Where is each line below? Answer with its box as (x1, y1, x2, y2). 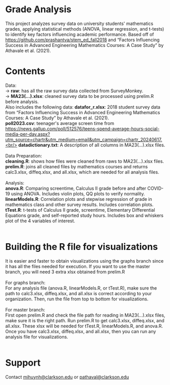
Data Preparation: (5, 152, 42, 159)
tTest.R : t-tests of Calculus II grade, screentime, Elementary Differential (5, 207, 155, 213)
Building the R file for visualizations (5, 241, 158, 253)
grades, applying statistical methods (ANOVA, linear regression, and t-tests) (5, 25, 164, 32)
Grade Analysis (5, 4, 72, 15)
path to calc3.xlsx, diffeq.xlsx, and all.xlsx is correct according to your (5, 290, 152, 296)
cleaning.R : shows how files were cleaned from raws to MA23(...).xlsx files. (5, 158, 164, 164)
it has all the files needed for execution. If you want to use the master (5, 263, 150, 269)
